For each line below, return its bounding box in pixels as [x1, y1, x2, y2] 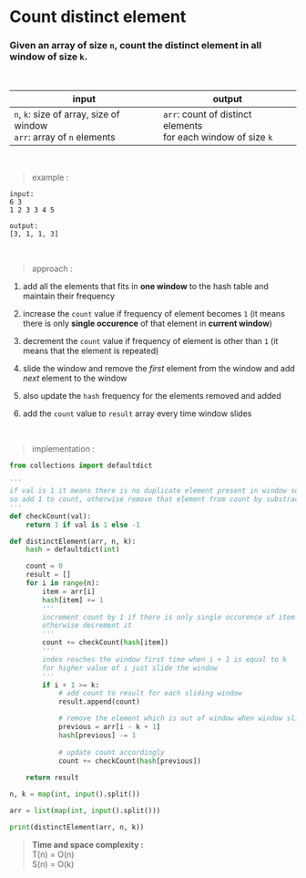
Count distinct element [9, 6, 187, 27]
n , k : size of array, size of [14, 108, 120, 120]
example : [31, 172, 69, 183]
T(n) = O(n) [31, 849, 75, 860]
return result [25, 773, 79, 782]
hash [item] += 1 [42, 595, 104, 604]
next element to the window [22, 372, 127, 384]
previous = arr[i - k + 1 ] [57, 723, 161, 732]
